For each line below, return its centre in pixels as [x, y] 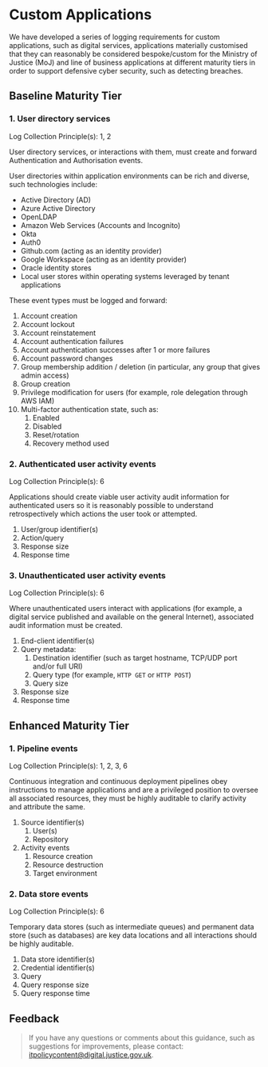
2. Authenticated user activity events [83, 464]
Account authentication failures [72, 341]
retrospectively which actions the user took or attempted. [103, 514]
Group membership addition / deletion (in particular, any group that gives [140, 366]
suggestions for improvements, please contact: [106, 1046]
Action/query [42, 537]
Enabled [46, 418]
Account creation [49, 316]
